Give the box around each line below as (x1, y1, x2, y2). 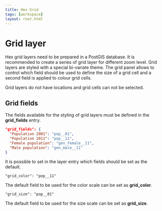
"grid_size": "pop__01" (5, 192, 54, 197)
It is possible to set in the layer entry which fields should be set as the (5, 159, 148, 165)
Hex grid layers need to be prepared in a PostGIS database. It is (5, 54, 135, 60)
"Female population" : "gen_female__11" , (9, 140, 94, 146)
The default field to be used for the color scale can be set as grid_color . (5, 182, 153, 188)
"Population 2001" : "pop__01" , (9, 131, 74, 136)
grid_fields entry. (5, 117, 41, 124)
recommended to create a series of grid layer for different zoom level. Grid (5, 59, 157, 65)
